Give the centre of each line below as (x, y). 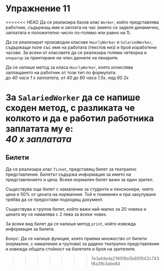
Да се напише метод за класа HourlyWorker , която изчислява (69, 67)
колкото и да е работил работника (80, 119)
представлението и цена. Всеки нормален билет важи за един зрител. (80, 179)
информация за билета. (30, 229)
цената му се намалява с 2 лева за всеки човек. (56, 214)
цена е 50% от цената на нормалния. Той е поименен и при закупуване (81, 194)
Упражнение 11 (38, 9)
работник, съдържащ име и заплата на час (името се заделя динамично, (82, 27)
